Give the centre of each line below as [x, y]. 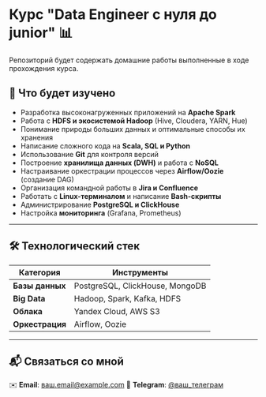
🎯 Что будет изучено [62, 94]
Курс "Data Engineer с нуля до [113, 15]
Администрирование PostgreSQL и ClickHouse [100, 204]
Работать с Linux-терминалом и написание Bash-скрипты [121, 196]
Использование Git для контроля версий [89, 154]
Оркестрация [39, 324]
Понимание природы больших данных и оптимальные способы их [133, 129]
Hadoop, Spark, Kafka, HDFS [127, 298]
